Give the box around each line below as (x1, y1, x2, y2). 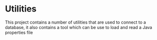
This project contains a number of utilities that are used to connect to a (5, 19, 146, 25)
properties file (5, 29, 33, 35)
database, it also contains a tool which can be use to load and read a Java (5, 24, 152, 30)
